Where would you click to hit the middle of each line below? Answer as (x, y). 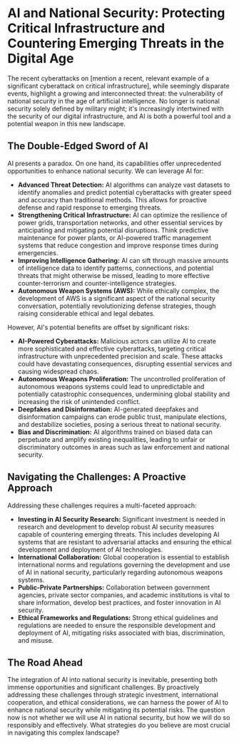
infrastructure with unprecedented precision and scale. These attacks (120, 356)
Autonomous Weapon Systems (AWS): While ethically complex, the (118, 291)
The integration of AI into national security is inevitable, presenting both (112, 680)
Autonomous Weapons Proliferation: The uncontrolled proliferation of (122, 378)
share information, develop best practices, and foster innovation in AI (119, 602)
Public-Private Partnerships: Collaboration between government (114, 587)
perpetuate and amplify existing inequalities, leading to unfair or (111, 439)
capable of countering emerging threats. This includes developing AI (118, 534)
